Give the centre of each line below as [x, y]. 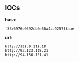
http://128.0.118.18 [26, 46]
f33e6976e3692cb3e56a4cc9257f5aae [40, 29]
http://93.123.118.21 [27, 50]
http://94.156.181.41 [27, 55]
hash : [11, 19]
